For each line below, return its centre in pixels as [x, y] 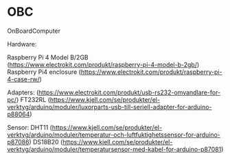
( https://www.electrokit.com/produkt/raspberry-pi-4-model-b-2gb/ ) [103, 64]
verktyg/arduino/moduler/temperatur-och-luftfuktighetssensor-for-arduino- [114, 135]
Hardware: [22, 44]
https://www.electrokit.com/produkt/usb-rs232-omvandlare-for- [130, 92]
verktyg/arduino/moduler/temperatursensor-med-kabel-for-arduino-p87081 [114, 149]
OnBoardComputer [34, 31]
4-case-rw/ [23, 79]
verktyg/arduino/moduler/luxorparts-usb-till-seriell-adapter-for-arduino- [110, 107]
